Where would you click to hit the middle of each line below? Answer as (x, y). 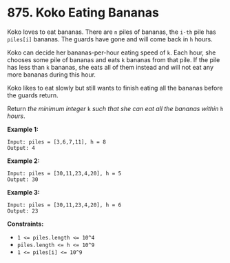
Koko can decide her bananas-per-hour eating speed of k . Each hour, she (112, 52)
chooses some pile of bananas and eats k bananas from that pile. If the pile (114, 59)
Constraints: (25, 224)
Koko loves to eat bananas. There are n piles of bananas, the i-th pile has (112, 32)
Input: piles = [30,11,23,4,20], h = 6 (64, 205)
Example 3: (23, 192)
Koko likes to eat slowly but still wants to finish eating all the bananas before (115, 88)
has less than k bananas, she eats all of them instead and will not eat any (111, 67)
